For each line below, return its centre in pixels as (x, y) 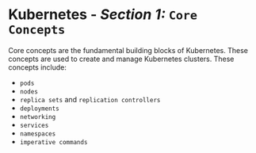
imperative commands (53, 142)
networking (38, 117)
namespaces (38, 134)
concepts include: (38, 67)
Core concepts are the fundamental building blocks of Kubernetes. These (128, 50)
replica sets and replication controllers (90, 99)
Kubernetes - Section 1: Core (103, 15)
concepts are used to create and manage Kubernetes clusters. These (121, 59)
